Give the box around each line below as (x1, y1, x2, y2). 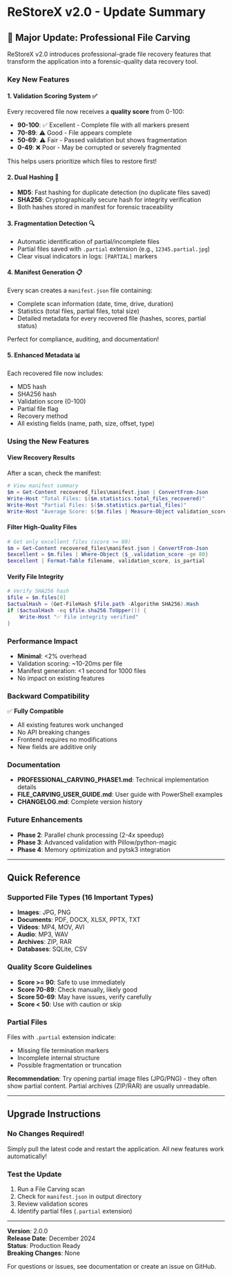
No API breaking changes (17, 728, 90, 737)
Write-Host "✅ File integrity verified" (19, 613, 139, 621)
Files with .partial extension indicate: (7, 1033, 116, 1041)
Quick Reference (7, 872, 81, 884)
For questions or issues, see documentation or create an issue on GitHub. (7, 1262, 217, 1271)
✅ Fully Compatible (7, 707, 64, 715)
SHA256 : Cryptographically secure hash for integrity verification (17, 196, 202, 204)
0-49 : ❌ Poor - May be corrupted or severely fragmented (17, 143, 181, 152)
